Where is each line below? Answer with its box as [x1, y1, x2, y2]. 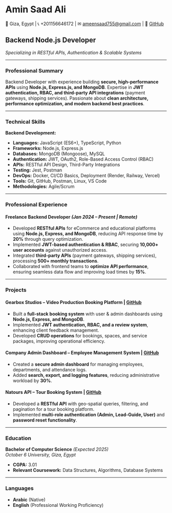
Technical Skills [5, 118, 46, 125]
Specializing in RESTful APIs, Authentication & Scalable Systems [5, 49, 142, 55]
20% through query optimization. [12, 236, 83, 242]
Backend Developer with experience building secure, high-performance [5, 79, 159, 85]
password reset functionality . [12, 417, 77, 423]
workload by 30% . [12, 377, 52, 384]
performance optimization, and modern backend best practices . [5, 101, 145, 107]
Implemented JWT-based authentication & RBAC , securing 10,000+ [12, 241, 159, 248]
